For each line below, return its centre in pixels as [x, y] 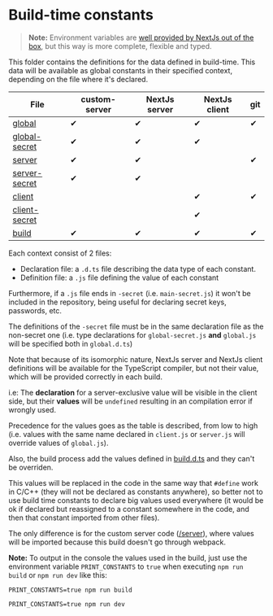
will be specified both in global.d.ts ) [71, 343]
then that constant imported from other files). [84, 518]
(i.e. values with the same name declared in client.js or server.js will [127, 434]
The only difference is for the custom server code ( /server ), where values [131, 533]
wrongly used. [32, 409]
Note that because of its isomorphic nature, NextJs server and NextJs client [136, 359]
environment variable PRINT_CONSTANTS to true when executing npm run [126, 566]
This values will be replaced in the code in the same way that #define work [133, 483]
